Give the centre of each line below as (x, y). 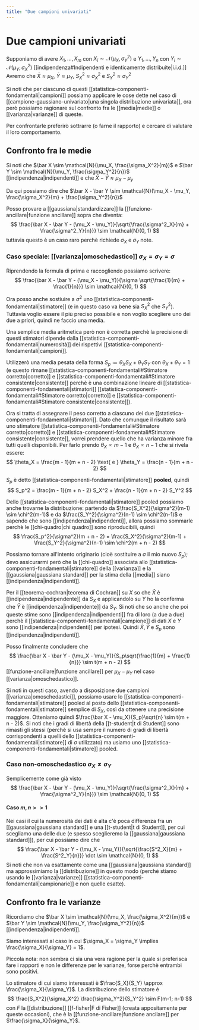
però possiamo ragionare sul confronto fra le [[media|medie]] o (83, 108)
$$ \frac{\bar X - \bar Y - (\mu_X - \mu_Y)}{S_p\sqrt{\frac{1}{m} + (90, 656)
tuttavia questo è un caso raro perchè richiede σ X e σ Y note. (80, 240)
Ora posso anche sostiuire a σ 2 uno (50, 298)
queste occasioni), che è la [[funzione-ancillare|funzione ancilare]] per (93, 1014)
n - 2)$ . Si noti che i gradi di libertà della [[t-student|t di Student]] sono (93, 724)
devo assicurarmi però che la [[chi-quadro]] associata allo (77, 562)
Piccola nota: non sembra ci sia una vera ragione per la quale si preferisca (97, 959)
